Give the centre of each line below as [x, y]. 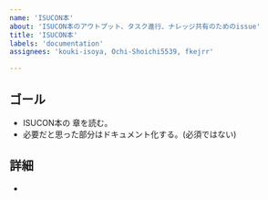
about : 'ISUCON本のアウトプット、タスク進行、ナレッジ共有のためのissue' [135, 26]
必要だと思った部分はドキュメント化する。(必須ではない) [129, 134]
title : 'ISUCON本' [44, 35]
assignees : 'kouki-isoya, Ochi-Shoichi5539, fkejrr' [112, 52]
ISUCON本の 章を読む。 [67, 122]
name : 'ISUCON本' [42, 18]
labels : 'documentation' [57, 43]
